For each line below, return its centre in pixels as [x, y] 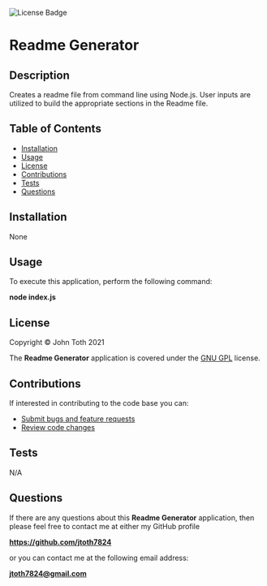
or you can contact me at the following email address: [99, 558]
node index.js [32, 297]
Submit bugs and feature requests [78, 419]
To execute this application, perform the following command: [111, 282]
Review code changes [58, 428]
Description [39, 75]
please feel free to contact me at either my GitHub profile [105, 526]
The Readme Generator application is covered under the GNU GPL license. [135, 358]
